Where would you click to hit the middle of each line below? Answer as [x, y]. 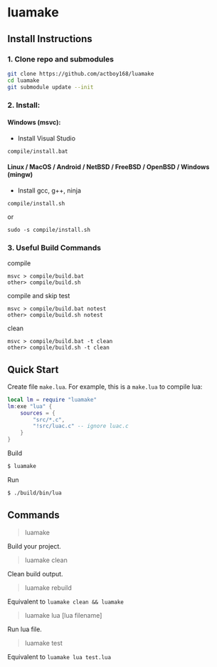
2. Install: [24, 106]
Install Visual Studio [47, 138]
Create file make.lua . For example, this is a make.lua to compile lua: [105, 387]
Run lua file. [25, 629]
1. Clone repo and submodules [60, 59]
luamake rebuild [48, 587]
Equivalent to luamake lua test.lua [59, 656]
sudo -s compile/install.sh [49, 230]
